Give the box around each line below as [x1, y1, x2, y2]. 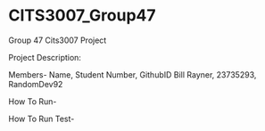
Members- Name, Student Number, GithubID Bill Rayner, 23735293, [8, 69, 257, 80]
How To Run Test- [8, 113, 75, 124]
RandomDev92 [8, 78, 63, 89]
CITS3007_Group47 [8, 5, 157, 26]
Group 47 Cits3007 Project [8, 35, 107, 45]
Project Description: [8, 52, 82, 62]
